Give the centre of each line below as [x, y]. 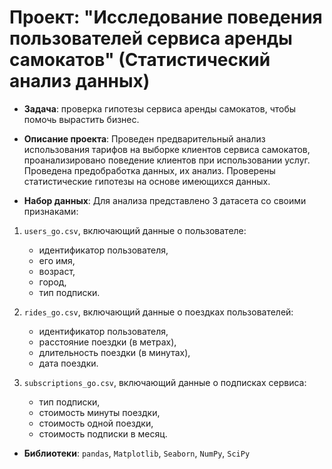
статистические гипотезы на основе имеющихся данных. [147, 181]
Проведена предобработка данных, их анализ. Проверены [149, 170]
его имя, [57, 260]
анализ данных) [80, 81]
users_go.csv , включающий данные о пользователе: [135, 230]
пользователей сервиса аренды [151, 38]
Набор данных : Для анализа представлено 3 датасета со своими [165, 200]
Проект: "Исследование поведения [166, 17]
